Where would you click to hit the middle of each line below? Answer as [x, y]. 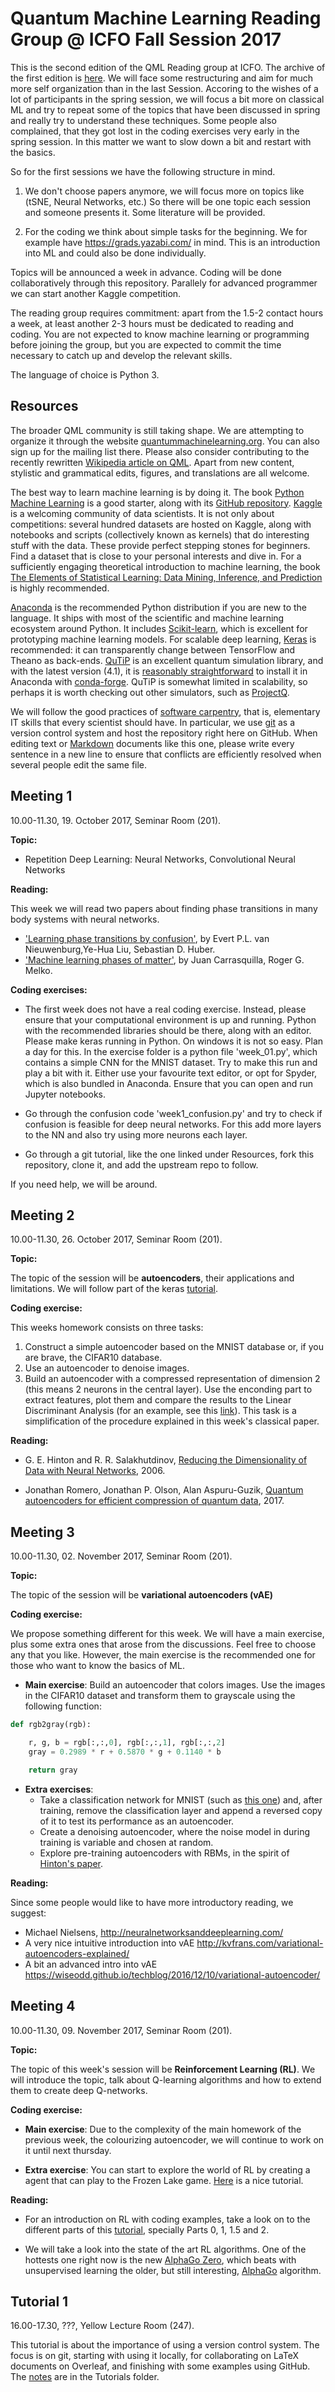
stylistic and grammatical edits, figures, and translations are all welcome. [160, 473]
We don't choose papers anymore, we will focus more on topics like [164, 191]
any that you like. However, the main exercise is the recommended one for [163, 1655]
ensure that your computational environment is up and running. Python [170, 1019]
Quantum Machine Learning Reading [166, 18]
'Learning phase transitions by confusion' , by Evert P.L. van [147, 938]
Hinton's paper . [71, 1863]
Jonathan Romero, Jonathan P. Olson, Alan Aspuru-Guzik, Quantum [164, 1490]
